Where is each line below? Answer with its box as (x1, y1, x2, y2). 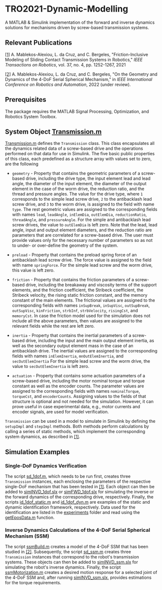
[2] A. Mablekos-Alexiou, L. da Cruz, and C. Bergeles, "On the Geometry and (5, 71, 158, 77)
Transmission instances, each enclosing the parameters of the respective (5, 478, 151, 484)
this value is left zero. (12, 268, 55, 273)
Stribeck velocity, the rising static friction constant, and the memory (12, 292, 147, 298)
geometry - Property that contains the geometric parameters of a (12, 171, 140, 176)
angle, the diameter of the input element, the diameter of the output (12, 181, 147, 187)
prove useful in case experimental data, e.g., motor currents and (12, 404, 140, 410)
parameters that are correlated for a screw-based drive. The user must (12, 232, 153, 238)
